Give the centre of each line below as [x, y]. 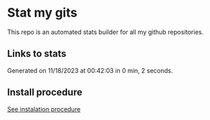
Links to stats [37, 54]
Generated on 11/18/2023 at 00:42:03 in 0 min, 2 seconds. [90, 70]
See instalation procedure [44, 109]
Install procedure [45, 93]
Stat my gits [42, 13]
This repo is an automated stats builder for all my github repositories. [105, 32]
